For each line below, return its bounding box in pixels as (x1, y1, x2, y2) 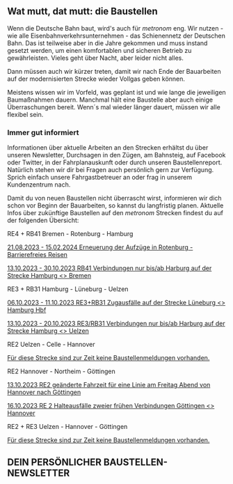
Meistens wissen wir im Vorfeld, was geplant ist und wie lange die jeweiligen (7, 88, 226, 96)
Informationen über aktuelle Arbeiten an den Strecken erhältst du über (7, 143, 209, 152)
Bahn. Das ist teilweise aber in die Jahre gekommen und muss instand (7, 38, 208, 47)
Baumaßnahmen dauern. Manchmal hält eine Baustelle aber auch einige (7, 95, 214, 104)
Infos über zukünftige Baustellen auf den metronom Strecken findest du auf (7, 209, 224, 217)
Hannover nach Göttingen (7, 388, 81, 396)
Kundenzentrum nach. (7, 180, 71, 189)
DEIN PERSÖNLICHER (7, 456, 102, 468)
